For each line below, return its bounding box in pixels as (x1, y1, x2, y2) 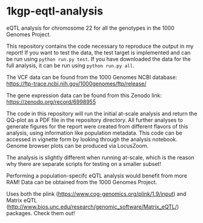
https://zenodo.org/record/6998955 (6, 98, 96, 105)
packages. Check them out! (6, 209, 76, 216)
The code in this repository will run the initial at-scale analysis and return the (6, 110, 198, 117)
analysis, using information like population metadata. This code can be (6, 129, 183, 136)
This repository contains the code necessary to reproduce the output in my (6, 42, 194, 50)
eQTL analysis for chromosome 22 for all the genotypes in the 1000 (6, 24, 175, 32)
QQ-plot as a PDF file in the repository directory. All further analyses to (6, 116, 183, 124)
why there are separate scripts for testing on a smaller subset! (6, 160, 162, 167)
